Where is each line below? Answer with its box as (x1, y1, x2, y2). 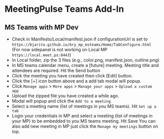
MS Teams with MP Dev (4, 23, 79, 32)
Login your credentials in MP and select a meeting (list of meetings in (11, 113, 153, 119)
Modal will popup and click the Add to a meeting (11, 98, 111, 104)
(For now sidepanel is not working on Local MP (11, 47, 108, 52)
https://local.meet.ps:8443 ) (11, 52, 72, 58)
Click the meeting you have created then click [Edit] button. (11, 73, 133, 78)
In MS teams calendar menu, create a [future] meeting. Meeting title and (11, 63, 159, 68)
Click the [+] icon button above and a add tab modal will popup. (11, 78, 142, 84)
